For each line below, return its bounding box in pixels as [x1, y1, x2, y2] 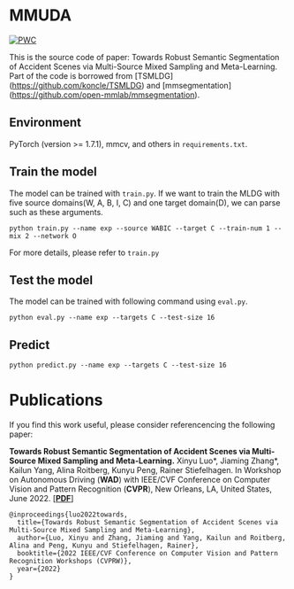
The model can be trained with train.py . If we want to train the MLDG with [9, 188, 281, 198]
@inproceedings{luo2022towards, [9, 510, 128, 519]
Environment [9, 115, 82, 130]
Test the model [9, 272, 94, 288]
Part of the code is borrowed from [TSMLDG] [9, 70, 174, 81]
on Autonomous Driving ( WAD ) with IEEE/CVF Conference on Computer [9, 475, 271, 485]
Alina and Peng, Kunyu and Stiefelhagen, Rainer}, [9, 541, 200, 550]
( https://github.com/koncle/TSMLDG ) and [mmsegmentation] [9, 80, 232, 90]
